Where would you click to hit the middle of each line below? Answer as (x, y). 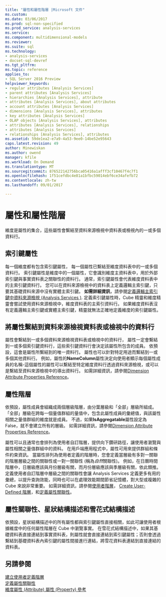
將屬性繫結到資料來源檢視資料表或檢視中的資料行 (80, 327)
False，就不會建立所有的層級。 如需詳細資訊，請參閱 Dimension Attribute (79, 426)
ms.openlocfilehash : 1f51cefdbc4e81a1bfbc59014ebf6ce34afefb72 (72, 176)
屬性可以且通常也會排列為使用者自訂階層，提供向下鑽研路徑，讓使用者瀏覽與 (83, 443)
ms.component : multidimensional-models (46, 38)
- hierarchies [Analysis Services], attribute (54, 97)
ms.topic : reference (26, 70)
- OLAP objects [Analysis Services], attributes (56, 120)
